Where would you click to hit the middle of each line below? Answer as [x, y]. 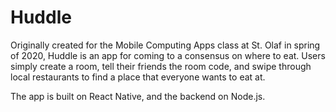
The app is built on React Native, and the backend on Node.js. [138, 96]
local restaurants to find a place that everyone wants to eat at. [138, 77]
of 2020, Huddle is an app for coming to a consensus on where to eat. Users [168, 55]
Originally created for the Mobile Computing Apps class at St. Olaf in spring [165, 45]
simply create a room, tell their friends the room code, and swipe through [161, 66]
